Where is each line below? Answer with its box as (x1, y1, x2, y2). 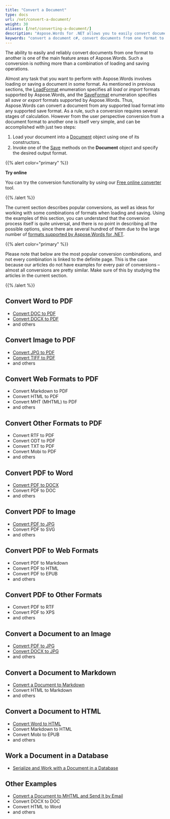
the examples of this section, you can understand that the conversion (5, 215, 150, 221)
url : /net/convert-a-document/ (5, 17, 71, 22)
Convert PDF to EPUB (12, 570, 58, 576)
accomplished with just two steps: (5, 124, 76, 130)
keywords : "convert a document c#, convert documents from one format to (5, 36, 164, 41)
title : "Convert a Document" (5, 7, 67, 13)
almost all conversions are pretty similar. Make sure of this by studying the (5, 267, 160, 273)
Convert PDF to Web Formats (5, 547, 99, 555)
